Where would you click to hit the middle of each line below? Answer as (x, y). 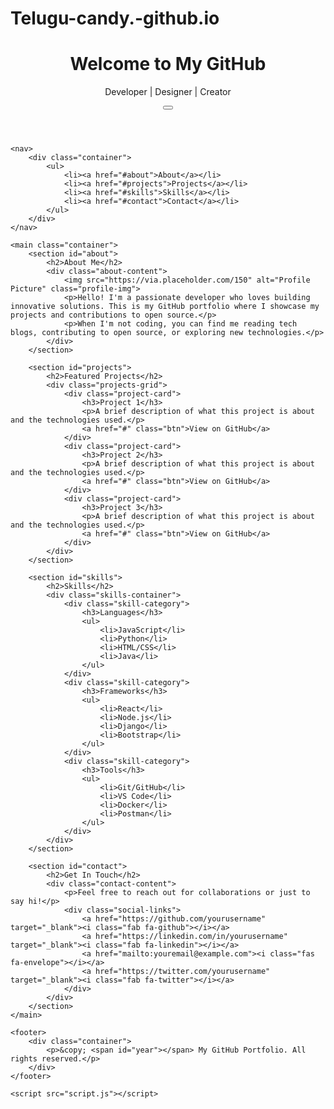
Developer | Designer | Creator (168, 92)
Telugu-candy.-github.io (115, 18)
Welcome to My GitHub (168, 64)
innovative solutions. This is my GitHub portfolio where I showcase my (165, 307)
